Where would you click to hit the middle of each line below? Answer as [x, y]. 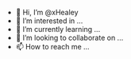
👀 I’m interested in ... [49, 21]
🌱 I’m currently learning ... [58, 29]
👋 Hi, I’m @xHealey [47, 12]
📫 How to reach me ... [52, 47]
